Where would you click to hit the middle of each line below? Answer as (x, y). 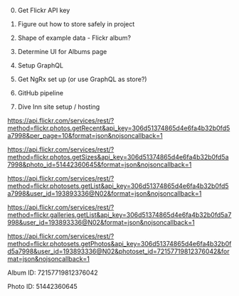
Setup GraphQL (41, 65)
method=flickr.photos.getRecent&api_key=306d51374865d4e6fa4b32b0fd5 (119, 128)
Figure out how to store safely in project (76, 24)
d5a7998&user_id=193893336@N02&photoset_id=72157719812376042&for (118, 251)
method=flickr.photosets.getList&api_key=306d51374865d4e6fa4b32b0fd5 (118, 186)
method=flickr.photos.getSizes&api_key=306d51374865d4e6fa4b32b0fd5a (118, 157)
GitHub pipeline (41, 93)
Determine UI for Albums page (62, 52)
